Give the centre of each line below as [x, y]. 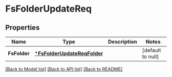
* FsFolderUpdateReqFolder [69, 53]
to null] [150, 56]
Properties [23, 28]
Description [123, 42]
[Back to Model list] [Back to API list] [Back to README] [64, 69]
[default [152, 50]
